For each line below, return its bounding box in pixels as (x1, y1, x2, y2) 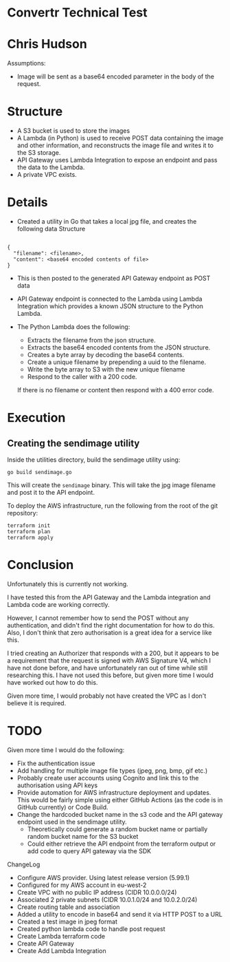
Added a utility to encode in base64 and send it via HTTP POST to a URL (16, 910, 223, 918)
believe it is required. (7, 698, 67, 707)
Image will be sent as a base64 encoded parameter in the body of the (16, 72, 215, 81)
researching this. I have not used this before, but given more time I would (7, 671, 214, 679)
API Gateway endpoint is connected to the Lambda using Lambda (16, 295, 203, 303)
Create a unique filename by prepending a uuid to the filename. (27, 358, 207, 366)
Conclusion (7, 557, 74, 573)
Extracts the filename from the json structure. (27, 336, 156, 344)
